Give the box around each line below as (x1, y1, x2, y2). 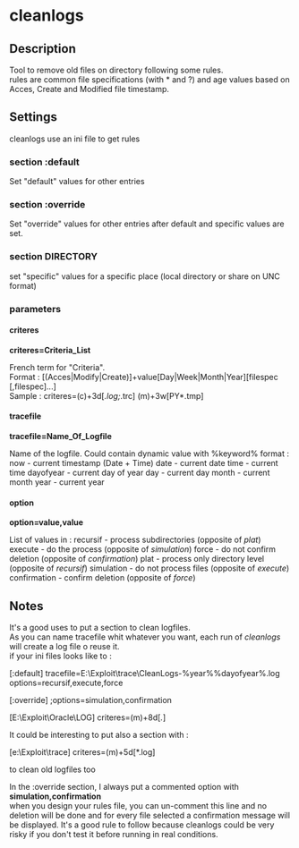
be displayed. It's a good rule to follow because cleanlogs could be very (9, 819, 275, 830)
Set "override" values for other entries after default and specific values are (9, 218, 285, 229)
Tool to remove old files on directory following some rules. (9, 64, 224, 75)
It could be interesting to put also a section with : (9, 730, 190, 741)
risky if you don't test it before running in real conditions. (9, 829, 218, 840)
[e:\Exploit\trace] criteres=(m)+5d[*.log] (9, 747, 156, 758)
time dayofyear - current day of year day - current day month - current (9, 467, 270, 479)
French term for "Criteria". (9, 361, 106, 372)
